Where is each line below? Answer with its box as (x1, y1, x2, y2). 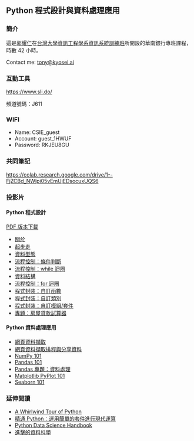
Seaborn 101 (14, 378, 45, 386)
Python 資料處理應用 (6, 324, 57, 331)
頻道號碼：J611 (6, 100, 43, 107)
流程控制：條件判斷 (14, 257, 62, 264)
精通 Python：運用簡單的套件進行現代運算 (14, 415, 116, 422)
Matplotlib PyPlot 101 (14, 372, 65, 379)
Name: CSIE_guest (14, 129, 60, 136)
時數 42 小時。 (6, 47, 42, 54)
